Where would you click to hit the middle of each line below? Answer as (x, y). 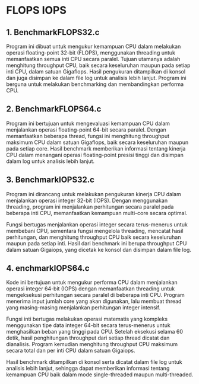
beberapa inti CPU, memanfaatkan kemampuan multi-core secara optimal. (97, 213)
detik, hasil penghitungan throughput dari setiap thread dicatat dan (88, 338)
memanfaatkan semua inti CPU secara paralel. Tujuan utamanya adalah (93, 59)
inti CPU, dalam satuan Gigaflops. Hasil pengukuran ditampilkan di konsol (96, 71)
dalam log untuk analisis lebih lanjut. (50, 161)
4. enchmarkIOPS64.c (48, 268)
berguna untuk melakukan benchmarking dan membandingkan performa (95, 84)
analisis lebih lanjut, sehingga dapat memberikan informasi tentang (88, 369)
